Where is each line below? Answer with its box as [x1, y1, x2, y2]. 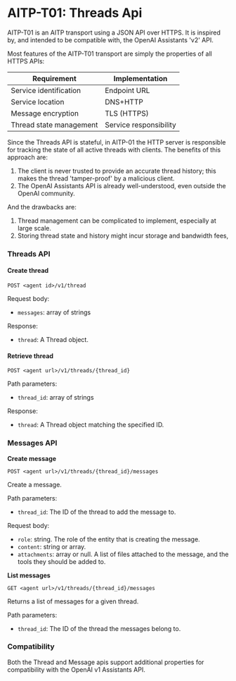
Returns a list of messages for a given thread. [7, 597, 139, 606]
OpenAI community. [17, 189, 75, 197]
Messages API [7, 438, 58, 448]
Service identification [11, 85, 81, 95]
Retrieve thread [7, 351, 54, 360]
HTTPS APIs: [7, 56, 45, 65]
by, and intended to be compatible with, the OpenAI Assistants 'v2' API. [7, 35, 214, 44]
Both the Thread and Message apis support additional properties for [7, 658, 204, 666]
